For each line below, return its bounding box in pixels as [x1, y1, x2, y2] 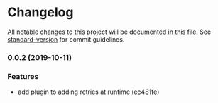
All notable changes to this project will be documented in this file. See [7, 28, 212, 36]
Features [7, 71, 39, 81]
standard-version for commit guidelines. [7, 35, 125, 43]
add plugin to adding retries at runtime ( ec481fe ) [17, 87, 160, 96]
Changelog [7, 4, 74, 20]
